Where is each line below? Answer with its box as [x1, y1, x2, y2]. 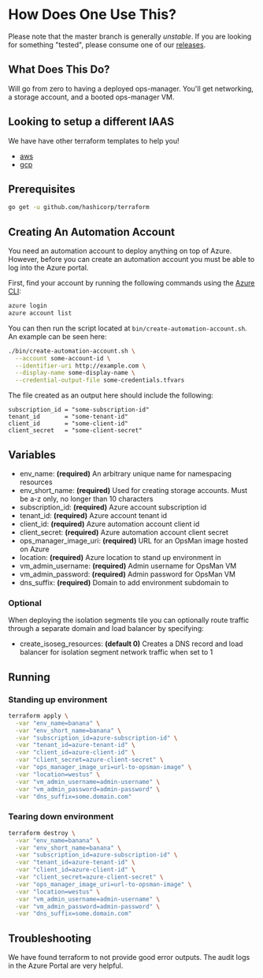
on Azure [19, 544, 50, 554]
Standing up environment [8, 694, 108, 705]
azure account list [8, 309, 72, 317]
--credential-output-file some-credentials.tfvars [15, 376, 185, 384]
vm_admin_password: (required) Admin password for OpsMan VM [19, 569, 236, 579]
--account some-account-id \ [15, 354, 111, 362]
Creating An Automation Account [8, 225, 176, 238]
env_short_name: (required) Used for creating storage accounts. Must [19, 486, 248, 495]
